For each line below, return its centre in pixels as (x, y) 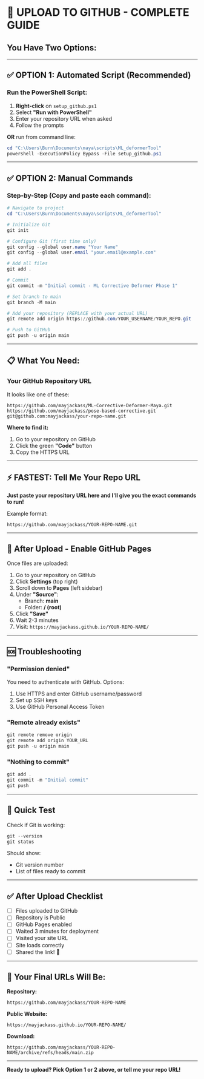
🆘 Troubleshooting (44, 651)
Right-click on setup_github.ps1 (56, 106)
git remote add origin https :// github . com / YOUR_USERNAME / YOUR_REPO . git (99, 319)
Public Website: (27, 1014)
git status (21, 842)
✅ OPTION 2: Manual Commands (70, 178)
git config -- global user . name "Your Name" (63, 247)
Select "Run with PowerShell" (54, 112)
